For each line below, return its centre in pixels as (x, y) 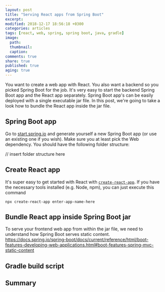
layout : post (19, 10)
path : (15, 43)
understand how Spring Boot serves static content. (57, 234)
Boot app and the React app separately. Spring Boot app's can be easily (79, 95)
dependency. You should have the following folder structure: (67, 144)
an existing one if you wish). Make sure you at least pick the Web (72, 139)
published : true (22, 66)
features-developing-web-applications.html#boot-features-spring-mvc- (79, 245)
